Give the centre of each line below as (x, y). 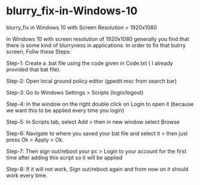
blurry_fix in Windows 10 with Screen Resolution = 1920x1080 (81, 27)
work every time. (27, 175)
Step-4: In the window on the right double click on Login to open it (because (100, 104)
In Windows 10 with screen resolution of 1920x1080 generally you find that (98, 39)
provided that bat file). (33, 69)
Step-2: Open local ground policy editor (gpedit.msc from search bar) (92, 81)
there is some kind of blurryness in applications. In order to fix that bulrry (96, 45)
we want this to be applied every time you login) (65, 110)
